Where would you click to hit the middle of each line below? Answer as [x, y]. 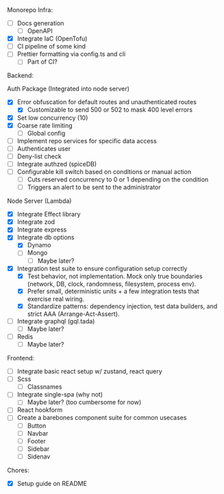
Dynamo [39, 245]
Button [37, 425]
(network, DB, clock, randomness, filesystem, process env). [112, 284]
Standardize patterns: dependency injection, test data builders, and [122, 306]
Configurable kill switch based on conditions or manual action [104, 171]
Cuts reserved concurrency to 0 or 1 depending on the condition [118, 180]
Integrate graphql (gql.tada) [56, 321]
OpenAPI [40, 31]
